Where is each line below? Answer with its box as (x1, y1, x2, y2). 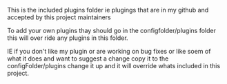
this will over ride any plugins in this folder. (7, 34, 129, 42)
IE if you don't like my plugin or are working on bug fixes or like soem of (7, 48, 211, 55)
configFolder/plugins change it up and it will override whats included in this (7, 62, 221, 70)
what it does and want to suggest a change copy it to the (7, 54, 169, 63)
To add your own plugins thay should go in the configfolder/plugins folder (7, 27, 216, 34)
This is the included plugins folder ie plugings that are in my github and (7, 6, 209, 14)
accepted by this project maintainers (7, 13, 112, 21)
